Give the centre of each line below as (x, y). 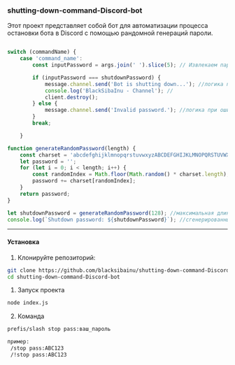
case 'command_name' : (51, 59)
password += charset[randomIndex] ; (84, 181)
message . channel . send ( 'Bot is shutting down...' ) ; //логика (134, 84)
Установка (23, 242)
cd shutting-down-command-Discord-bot (64, 277)
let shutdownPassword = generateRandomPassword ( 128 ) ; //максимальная (111, 213)
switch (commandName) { (42, 52)
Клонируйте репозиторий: (56, 257)
